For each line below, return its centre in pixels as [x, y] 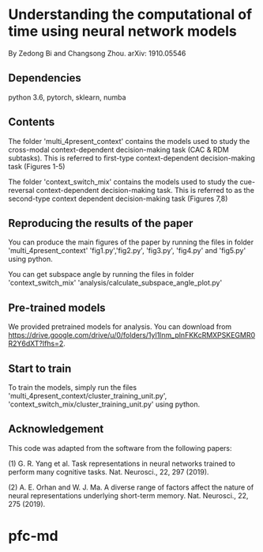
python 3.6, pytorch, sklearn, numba [67, 97]
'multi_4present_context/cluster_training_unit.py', [88, 396]
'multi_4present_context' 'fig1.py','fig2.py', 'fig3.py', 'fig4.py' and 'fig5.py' [127, 251]
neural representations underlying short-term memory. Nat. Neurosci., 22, [128, 495]
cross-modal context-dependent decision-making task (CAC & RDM [118, 149]
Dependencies [45, 78]
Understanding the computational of [130, 15]
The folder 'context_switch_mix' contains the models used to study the [123, 181]
